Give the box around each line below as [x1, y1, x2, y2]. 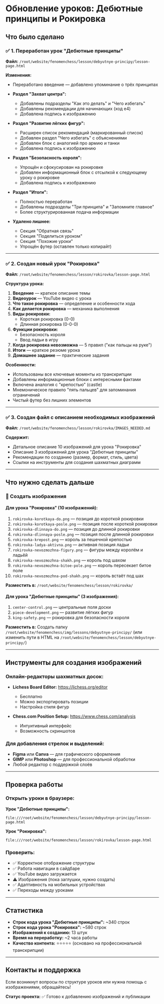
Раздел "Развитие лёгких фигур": [12, 120, 85, 126]
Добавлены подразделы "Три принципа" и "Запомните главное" [19, 203, 155, 210]
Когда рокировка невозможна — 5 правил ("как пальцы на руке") [12, 342, 152, 348]
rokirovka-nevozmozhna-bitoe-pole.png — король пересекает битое [12, 562, 151, 568]
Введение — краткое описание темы [12, 290, 91, 296]
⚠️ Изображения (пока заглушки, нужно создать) [12, 877, 115, 883]
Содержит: [5, 435, 30, 441]
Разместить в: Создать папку [5, 624, 68, 630]
